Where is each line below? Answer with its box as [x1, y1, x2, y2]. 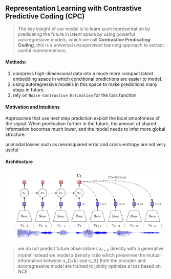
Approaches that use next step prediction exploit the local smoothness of [5, 115, 160, 122]
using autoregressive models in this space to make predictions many [12, 81, 158, 87]
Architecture [5, 158, 33, 165]
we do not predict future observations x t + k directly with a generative [17, 245, 164, 253]
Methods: [5, 59, 27, 65]
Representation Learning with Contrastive [5, 4, 142, 13]
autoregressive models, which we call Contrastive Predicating [17, 36, 151, 42]
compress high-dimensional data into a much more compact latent [12, 71, 154, 77]
